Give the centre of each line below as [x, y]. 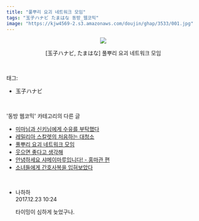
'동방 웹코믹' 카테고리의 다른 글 [43, 116]
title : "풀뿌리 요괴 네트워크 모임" [46, 12]
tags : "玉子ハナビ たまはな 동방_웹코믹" [53, 18]
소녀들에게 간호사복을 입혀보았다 [54, 168]
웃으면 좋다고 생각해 [39, 152]
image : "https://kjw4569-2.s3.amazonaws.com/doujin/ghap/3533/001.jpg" [100, 23]
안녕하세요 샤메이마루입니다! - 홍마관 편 [62, 160]
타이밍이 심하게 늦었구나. [45, 212]
